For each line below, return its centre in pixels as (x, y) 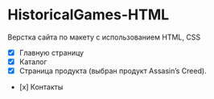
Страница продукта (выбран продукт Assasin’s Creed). (113, 71)
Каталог (33, 62)
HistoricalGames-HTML (88, 15)
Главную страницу (51, 52)
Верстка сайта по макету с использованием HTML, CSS (104, 37)
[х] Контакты (41, 87)
